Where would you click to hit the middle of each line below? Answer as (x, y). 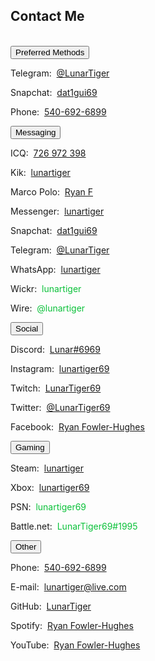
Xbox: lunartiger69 (50, 487)
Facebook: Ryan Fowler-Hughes (77, 426)
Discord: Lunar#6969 (55, 349)
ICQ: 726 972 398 (48, 153)
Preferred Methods (50, 52)
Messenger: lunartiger (57, 211)
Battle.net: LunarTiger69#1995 (74, 526)
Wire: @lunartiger (48, 308)
